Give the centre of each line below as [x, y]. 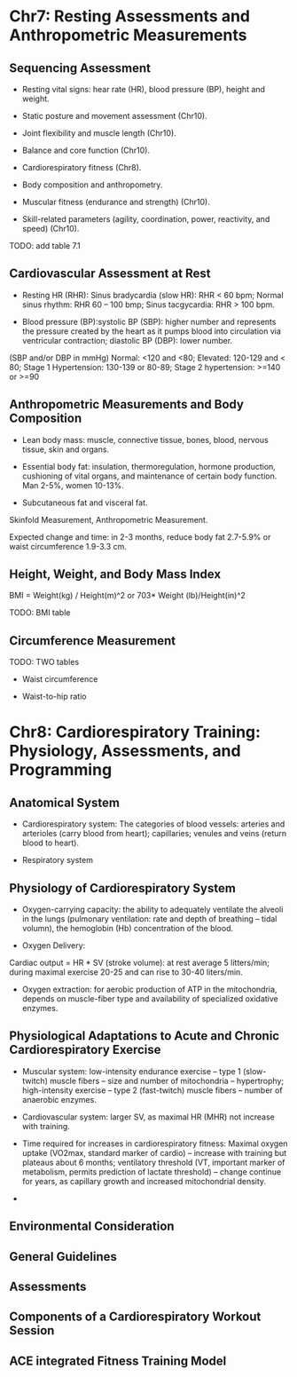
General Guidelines [63, 1257]
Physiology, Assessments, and [125, 751]
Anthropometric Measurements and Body [126, 404]
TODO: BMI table [40, 613]
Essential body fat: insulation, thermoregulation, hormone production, [149, 466]
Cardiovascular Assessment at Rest [110, 274]
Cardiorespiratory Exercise [85, 1050]
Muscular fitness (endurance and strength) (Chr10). [116, 202]
